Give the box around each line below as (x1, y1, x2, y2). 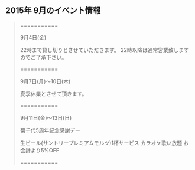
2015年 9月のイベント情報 (5, 5, 101, 16)
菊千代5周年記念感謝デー (19, 126, 81, 134)
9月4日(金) (19, 34, 47, 41)
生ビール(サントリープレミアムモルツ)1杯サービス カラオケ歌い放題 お (19, 139, 189, 146)
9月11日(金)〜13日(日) (19, 114, 72, 121)
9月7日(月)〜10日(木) (19, 77, 71, 84)
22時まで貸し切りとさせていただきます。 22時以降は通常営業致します (19, 46, 190, 53)
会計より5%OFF (19, 146, 60, 153)
